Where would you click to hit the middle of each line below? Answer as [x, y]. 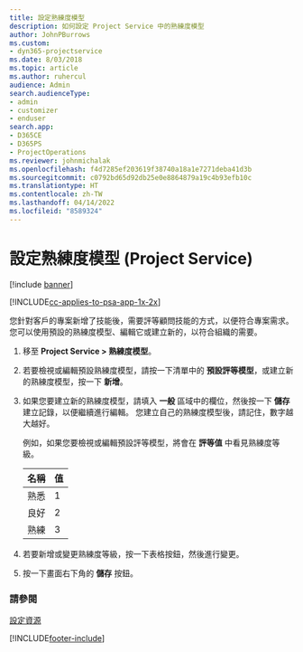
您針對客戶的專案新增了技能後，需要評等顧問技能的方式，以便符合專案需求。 [151, 320]
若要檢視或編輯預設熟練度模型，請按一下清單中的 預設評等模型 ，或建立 [154, 370]
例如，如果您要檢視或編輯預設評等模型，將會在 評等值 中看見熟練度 [147, 442]
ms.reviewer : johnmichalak [60, 161]
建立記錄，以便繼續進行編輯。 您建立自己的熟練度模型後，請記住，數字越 [158, 411]
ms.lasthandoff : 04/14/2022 [62, 203]
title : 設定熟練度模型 [47, 18]
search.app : [32, 128]
